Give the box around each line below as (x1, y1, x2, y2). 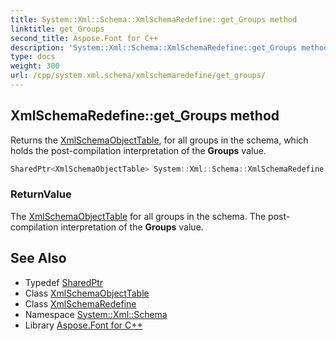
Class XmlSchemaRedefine (24, 297, 137, 310)
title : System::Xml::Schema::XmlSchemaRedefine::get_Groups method (10, 14, 298, 25)
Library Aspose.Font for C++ (24, 319, 143, 331)
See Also (10, 250, 67, 267)
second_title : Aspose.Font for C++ (10, 33, 159, 43)
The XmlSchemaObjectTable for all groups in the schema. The (10, 210, 267, 222)
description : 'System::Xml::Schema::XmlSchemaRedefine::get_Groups (10, 42, 298, 53)
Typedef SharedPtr (24, 276, 104, 288)
